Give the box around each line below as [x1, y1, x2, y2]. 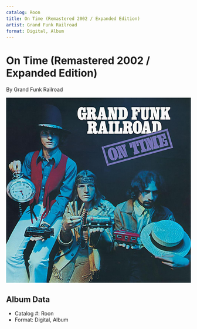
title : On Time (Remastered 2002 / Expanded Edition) [6, 15, 141, 22]
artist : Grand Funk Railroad [6, 22, 77, 28]
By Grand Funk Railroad [6, 86, 63, 93]
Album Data [6, 294, 50, 304]
